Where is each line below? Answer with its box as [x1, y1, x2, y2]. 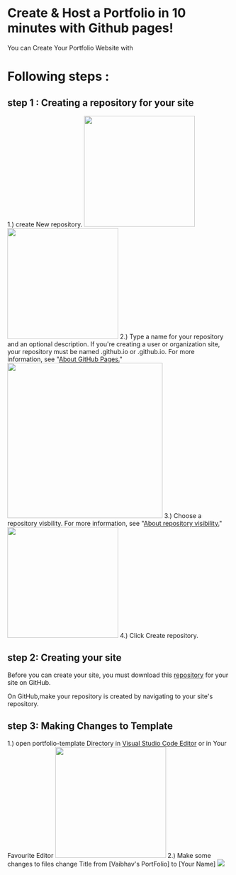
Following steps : [7, 69, 110, 84]
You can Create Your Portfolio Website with [7, 43, 133, 52]
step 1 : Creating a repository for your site [7, 97, 194, 109]
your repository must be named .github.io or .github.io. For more [7, 347, 195, 356]
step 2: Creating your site [7, 651, 122, 664]
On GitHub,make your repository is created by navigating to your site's [7, 692, 213, 700]
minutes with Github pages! [7, 20, 174, 36]
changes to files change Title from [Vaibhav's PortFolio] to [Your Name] [7, 859, 216, 868]
